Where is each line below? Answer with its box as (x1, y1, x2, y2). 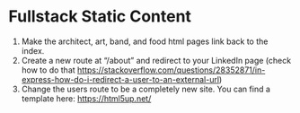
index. (21, 45, 45, 56)
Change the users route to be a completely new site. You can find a (21, 83, 271, 94)
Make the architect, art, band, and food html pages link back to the (21, 36, 269, 47)
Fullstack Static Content (8, 6, 192, 27)
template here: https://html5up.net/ (21, 92, 152, 104)
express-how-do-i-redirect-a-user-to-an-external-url (21, 74, 220, 84)
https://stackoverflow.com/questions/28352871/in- (76, 65, 266, 75)
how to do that (21, 65, 75, 75)
